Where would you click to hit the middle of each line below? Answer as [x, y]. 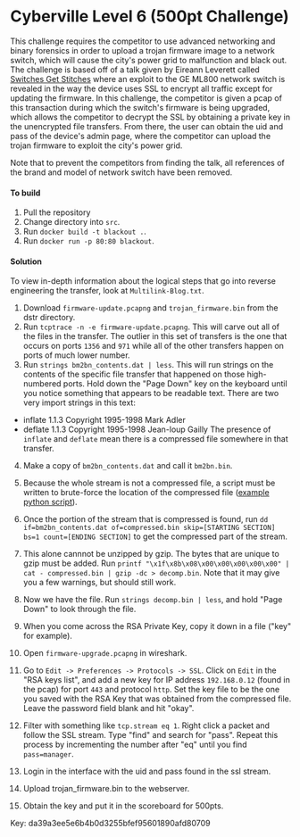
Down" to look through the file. [79, 609]
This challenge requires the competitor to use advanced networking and [143, 41]
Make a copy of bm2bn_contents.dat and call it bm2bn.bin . [128, 466]
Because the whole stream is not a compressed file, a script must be [149, 483]
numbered [42, 384]
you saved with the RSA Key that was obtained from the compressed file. [157, 699]
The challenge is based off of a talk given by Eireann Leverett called [135, 70]
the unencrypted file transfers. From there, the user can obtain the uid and [147, 126]
